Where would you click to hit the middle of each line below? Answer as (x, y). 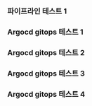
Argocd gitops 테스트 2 (46, 52)
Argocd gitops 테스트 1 (45, 32)
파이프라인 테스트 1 (37, 11)
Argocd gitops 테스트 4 (46, 94)
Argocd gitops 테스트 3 (46, 73)
